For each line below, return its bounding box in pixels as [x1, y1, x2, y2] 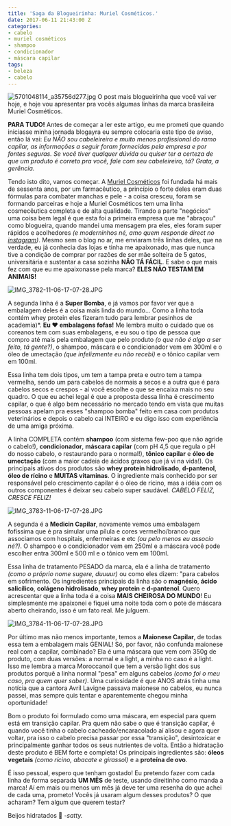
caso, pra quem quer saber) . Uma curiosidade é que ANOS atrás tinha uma [8, 677, 221, 685]
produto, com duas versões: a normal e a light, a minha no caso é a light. [8, 655, 213, 663]
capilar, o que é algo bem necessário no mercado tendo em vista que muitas [8, 400, 224, 409]
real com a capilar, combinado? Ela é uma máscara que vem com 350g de [8, 647, 217, 656]
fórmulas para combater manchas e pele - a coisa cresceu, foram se [8, 192, 202, 200]
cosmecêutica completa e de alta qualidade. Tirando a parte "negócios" [8, 207, 211, 215]
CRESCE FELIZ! [8, 494, 51, 502]
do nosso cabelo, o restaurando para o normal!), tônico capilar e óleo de [8, 450, 215, 458]
